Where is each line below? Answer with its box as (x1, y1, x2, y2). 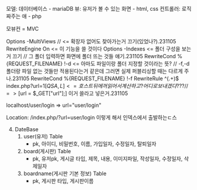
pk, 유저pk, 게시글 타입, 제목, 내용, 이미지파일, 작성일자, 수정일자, (32, 155, 183, 162)
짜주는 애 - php (6, 12, 42, 20)
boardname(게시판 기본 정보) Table (23, 170, 106, 177)
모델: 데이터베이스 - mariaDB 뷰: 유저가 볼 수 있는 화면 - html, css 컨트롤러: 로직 (6, 5, 192, 12)
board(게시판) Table (23, 148, 71, 154)
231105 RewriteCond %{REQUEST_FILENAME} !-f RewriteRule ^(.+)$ (12, 75, 179, 82)
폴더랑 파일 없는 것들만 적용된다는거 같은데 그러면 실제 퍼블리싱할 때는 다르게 (6, 68, 183, 74)
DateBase (14, 126, 38, 132)
